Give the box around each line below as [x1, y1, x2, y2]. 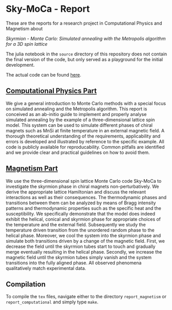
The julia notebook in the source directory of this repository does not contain [6, 51, 167, 57]
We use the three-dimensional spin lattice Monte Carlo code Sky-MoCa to [6, 178, 162, 184]
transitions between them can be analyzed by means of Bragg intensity [6, 200, 156, 206]
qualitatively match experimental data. [6, 265, 87, 271]
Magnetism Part [6, 164, 58, 173]
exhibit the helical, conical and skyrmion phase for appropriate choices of [6, 216, 161, 222]
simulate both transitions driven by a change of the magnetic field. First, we [6, 238, 165, 244]
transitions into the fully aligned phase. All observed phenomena [6, 260, 142, 266]
